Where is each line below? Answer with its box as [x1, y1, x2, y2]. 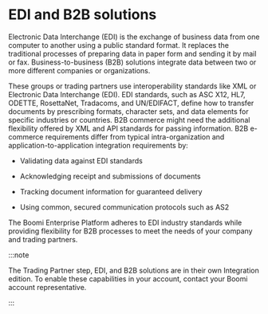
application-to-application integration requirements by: [8, 140, 189, 150]
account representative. [8, 282, 87, 292]
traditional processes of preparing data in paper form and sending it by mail [8, 49, 257, 58]
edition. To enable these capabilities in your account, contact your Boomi [8, 273, 248, 284]
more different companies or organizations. [8, 65, 151, 75]
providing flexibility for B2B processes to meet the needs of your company [8, 226, 253, 236]
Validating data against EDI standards [19, 155, 144, 165]
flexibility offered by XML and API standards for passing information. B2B [8, 124, 249, 133]
